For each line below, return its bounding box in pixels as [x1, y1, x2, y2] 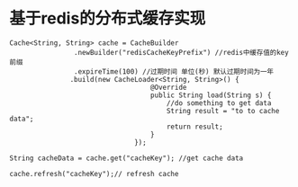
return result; [166, 122, 223, 131]
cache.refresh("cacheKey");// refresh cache [9, 169, 179, 178]
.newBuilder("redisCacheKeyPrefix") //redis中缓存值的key [73, 48, 290, 57]
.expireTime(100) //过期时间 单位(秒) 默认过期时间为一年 [73, 67, 275, 76]
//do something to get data [166, 98, 272, 108]
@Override [149, 83, 187, 92]
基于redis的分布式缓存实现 [9, 8, 206, 29]
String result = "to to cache [166, 106, 280, 115]
